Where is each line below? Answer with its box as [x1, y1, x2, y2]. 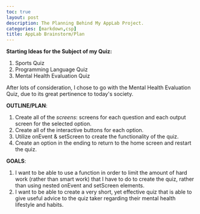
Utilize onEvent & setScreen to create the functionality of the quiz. [14, 133, 179, 140]
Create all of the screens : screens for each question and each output [14, 114, 186, 121]
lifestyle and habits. [14, 201, 64, 209]
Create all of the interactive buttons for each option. [14, 127, 144, 134]
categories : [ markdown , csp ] [6, 25, 77, 32]
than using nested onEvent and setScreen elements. [14, 182, 145, 189]
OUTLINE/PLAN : [6, 102, 48, 109]
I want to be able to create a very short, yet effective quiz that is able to [14, 188, 192, 196]
